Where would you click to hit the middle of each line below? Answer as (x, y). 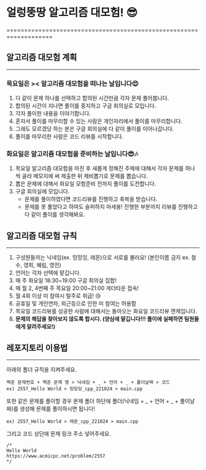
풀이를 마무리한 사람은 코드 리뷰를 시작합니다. (69, 136)
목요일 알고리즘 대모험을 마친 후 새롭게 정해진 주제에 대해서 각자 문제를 (99, 168)
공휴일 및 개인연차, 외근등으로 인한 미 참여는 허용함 (76, 304)
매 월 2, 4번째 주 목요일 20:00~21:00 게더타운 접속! (77, 288)
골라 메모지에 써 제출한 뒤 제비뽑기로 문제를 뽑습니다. (85, 176)
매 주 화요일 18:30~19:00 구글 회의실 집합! (66, 281)
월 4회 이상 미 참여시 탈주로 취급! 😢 (58, 296)
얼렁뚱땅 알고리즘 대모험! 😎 (72, 13)
